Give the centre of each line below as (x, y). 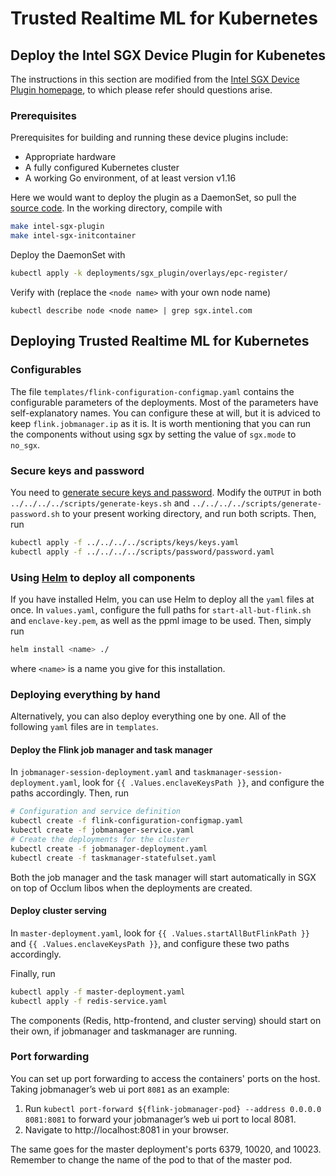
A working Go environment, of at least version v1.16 (130, 178)
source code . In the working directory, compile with (116, 208)
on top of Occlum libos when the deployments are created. (131, 888)
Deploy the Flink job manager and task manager (111, 749)
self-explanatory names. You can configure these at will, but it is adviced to (165, 413)
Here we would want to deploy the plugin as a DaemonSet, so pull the (153, 198)
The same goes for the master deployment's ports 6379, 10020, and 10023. (166, 1149)
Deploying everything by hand (85, 694)
